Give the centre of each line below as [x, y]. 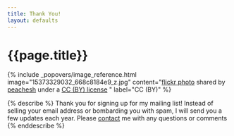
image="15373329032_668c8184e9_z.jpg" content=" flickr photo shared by [116, 82]
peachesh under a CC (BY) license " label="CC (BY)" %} [90, 89]
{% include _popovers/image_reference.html [72, 75]
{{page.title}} [48, 55]
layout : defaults [33, 20]
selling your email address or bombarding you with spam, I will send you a [115, 111]
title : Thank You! [34, 14]
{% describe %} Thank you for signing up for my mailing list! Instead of [110, 104]
